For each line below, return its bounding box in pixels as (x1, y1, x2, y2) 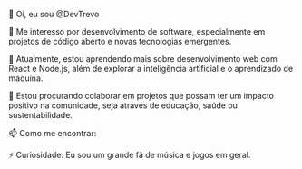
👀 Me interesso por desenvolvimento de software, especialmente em (8, 26, 266, 36)
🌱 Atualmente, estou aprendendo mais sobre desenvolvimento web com (8, 54, 278, 64)
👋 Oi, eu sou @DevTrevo (8, 9, 100, 19)
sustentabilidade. (8, 110, 73, 120)
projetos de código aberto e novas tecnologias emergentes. (8, 36, 232, 46)
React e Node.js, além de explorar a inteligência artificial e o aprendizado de (8, 64, 294, 74)
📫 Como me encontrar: (8, 128, 97, 138)
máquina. (8, 73, 44, 84)
